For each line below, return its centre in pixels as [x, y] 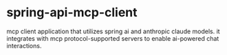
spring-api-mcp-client [72, 13]
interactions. [24, 45]
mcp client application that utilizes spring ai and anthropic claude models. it [113, 31]
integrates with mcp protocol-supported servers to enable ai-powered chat [113, 38]
